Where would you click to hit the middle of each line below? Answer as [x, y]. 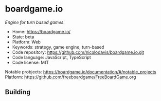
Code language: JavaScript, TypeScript [51, 57]
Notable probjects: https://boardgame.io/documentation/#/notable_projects [81, 72]
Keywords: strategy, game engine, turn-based [58, 47]
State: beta [23, 37]
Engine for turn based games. [35, 22]
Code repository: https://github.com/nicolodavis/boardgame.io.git [78, 52]
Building [18, 92]
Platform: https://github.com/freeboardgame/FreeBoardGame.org [71, 77]
